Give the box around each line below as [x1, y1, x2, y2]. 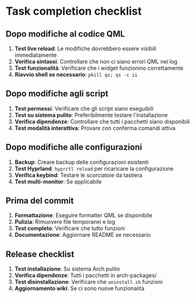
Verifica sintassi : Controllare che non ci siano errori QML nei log [14, 58, 178, 65]
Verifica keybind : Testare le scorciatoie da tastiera [14, 171, 143, 179]
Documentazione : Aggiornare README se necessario [14, 231, 151, 239]
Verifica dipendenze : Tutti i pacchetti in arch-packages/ [14, 272, 157, 279]
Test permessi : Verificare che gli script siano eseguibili [14, 105, 154, 112]
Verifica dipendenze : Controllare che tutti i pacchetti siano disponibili [14, 117, 191, 125]
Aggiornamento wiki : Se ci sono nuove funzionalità [14, 285, 145, 292]
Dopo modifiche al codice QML [5, 29, 125, 39]
